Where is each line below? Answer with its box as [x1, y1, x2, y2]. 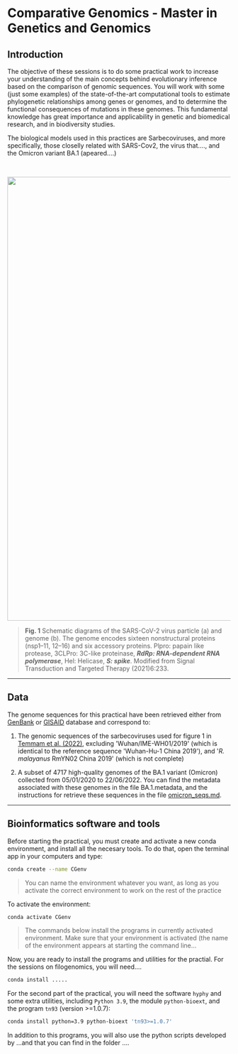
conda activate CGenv [7, 913, 72, 920]
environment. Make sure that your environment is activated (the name [24, 934, 229, 942]
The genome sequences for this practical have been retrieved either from [7, 710, 222, 719]
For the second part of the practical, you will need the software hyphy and [7, 989, 222, 998]
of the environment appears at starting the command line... [24, 941, 197, 950]
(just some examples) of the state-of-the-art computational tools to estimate [7, 90, 230, 98]
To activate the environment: [7, 900, 91, 908]
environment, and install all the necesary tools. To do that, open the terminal [7, 844, 229, 853]
